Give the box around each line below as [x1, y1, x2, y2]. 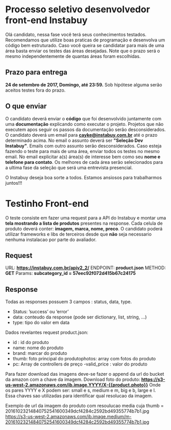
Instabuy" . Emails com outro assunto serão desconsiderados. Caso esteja [5, 142, 162, 149]
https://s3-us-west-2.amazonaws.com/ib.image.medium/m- [5, 414, 132, 420]
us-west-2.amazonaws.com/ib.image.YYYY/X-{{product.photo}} [5, 382, 149, 388]
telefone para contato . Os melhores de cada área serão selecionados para [5, 159, 163, 165]
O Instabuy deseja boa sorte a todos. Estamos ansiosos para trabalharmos [5, 174, 162, 180]
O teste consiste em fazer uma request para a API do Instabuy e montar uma [5, 214, 166, 221]
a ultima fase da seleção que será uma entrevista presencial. [5, 164, 133, 170]
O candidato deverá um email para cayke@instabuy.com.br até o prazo [5, 132, 158, 138]
